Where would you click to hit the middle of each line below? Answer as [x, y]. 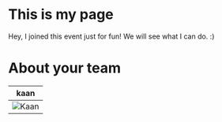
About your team [64, 68]
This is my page [61, 15]
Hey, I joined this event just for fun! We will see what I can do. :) [111, 36]
